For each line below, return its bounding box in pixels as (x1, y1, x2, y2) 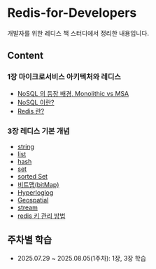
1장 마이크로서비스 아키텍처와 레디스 (7, 72, 121, 82)
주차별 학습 (7, 234, 52, 246)
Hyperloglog (17, 188, 54, 197)
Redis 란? (17, 106, 45, 115)
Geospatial (17, 195, 49, 204)
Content (7, 50, 44, 62)
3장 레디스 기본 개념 (7, 126, 70, 136)
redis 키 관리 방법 (17, 212, 66, 220)
